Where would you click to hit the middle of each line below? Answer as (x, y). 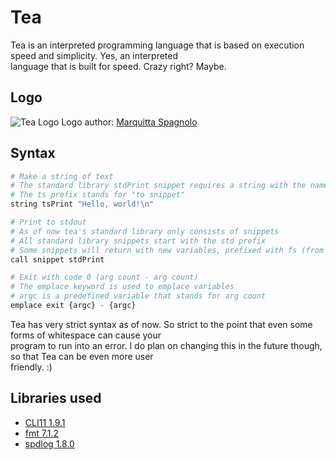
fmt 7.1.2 (42, 433)
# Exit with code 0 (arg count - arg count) (104, 277)
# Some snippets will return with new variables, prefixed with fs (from (167, 250)
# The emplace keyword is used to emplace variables (122, 287)
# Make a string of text (62, 176)
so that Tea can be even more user (82, 356)
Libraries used (56, 398)
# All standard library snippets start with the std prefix (138, 241)
